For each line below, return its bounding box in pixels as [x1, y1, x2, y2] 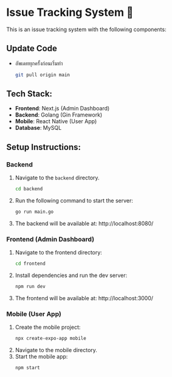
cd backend [15, 186, 43, 192]
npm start [15, 365, 41, 371]
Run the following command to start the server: [15, 197, 134, 204]
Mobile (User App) [6, 309, 62, 318]
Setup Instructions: [6, 142, 81, 152]
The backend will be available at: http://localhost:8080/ [15, 220, 154, 227]
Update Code [6, 43, 58, 54]
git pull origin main [15, 71, 70, 78]
